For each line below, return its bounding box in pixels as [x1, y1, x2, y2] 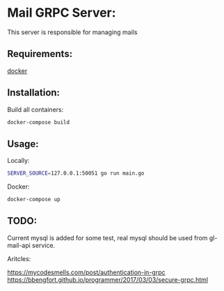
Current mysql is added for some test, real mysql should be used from [7, 233, 208, 242]
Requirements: [7, 48, 73, 60]
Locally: [7, 157, 30, 165]
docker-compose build [7, 118, 70, 126]
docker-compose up [7, 196, 61, 203]
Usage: [7, 138, 40, 150]
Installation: [7, 87, 61, 99]
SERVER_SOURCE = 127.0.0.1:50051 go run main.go [7, 170, 145, 177]
